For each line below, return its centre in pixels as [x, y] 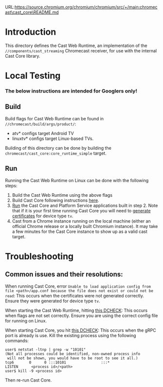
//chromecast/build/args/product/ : [41, 124]
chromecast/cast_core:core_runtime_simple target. [56, 153]
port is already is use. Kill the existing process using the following [71, 335]
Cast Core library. [23, 56]
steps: [11, 185]
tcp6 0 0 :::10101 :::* [57, 362]
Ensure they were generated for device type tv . [53, 301]
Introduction [31, 32]
